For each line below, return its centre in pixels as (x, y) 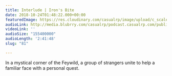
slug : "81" (17, 44)
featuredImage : (21, 20)
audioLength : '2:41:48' (31, 39)
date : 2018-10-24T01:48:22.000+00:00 (46, 15)
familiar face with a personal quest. (42, 68)
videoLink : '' (20, 29)
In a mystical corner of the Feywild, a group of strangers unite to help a (80, 63)
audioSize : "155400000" (31, 34)
